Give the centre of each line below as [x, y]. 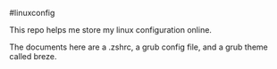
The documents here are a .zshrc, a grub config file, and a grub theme [138, 47]
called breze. [33, 56]
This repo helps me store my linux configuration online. [111, 30]
